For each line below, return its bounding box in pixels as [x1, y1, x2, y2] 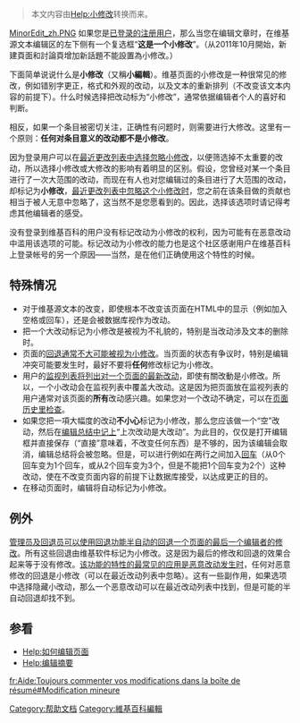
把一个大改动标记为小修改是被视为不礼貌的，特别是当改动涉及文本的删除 [21, 326, 288, 336]
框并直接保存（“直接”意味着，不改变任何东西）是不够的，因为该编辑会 [21, 438, 280, 448]
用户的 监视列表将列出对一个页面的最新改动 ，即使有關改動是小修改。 [21, 370, 273, 381]
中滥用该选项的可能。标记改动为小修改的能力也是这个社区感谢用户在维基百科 [9, 238, 291, 249]
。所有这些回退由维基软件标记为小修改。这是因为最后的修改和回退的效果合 [17, 548, 291, 558]
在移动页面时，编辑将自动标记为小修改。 [21, 482, 171, 493]
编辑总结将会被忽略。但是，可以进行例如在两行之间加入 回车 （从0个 [37, 448, 286, 459]
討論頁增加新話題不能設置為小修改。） [39, 50, 178, 61]
